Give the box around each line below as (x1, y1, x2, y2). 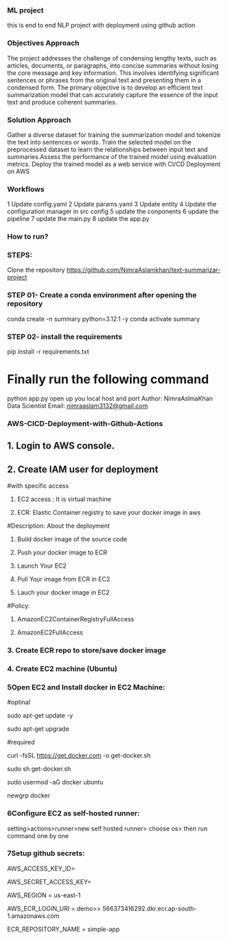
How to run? (7, 232, 49, 242)
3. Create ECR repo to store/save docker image (7, 645, 167, 655)
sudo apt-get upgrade (7, 725, 70, 733)
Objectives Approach (7, 39, 80, 48)
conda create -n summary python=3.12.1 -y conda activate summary (7, 314, 201, 323)
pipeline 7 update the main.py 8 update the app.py (7, 215, 150, 223)
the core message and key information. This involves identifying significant (7, 68, 220, 77)
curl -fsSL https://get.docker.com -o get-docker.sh (7, 751, 151, 760)
